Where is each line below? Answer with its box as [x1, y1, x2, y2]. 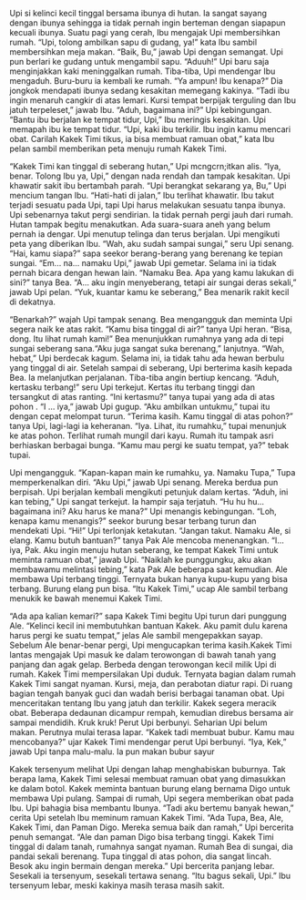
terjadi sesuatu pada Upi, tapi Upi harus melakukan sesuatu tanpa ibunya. [9, 199, 286, 210]
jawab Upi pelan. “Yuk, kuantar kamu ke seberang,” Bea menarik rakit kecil [9, 287, 290, 297]
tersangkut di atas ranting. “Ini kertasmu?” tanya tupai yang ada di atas [9, 392, 275, 402]
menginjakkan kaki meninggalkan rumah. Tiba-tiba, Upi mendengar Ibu [9, 66, 276, 77]
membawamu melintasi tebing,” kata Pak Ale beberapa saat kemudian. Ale [9, 564, 289, 575]
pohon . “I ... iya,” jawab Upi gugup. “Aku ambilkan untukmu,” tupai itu [9, 401, 270, 412]
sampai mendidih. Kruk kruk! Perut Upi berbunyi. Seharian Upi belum [9, 717, 268, 728]
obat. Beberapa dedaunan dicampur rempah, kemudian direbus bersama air [9, 708, 294, 718]
